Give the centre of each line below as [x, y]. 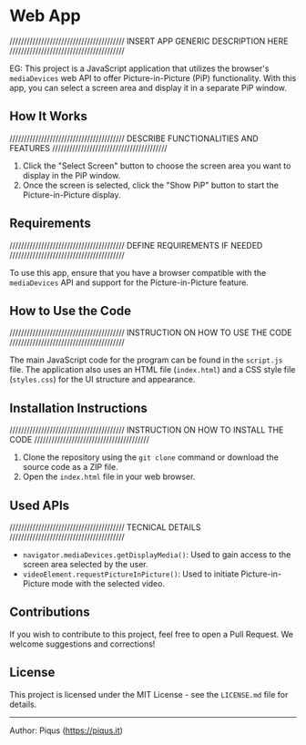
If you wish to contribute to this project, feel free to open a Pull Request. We [152, 634]
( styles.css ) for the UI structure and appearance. [102, 380]
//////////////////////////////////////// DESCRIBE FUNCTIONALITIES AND [134, 138]
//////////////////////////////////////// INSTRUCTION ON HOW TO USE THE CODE [151, 332]
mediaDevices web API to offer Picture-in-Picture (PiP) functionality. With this [153, 77]
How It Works [49, 116]
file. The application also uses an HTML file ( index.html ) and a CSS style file [153, 370]
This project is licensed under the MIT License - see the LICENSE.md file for [149, 694]
